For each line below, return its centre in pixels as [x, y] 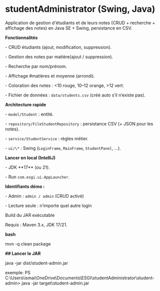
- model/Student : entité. [29, 114]
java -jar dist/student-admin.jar [37, 263]
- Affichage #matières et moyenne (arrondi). [50, 76]
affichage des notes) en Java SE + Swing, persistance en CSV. [69, 28]
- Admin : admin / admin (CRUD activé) [44, 196]
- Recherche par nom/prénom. [36, 66]
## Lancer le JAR [23, 253]
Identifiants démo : [25, 186]
